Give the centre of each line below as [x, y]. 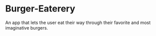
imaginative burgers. [27, 27]
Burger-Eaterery [40, 9]
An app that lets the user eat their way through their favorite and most [78, 22]
